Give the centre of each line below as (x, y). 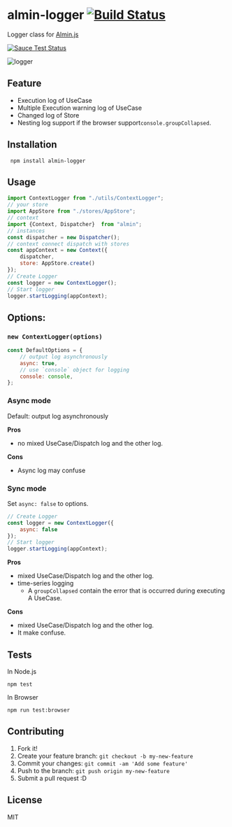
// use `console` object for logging (75, 370)
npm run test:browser (39, 710)
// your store (28, 205)
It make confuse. (42, 632)
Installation (32, 144)
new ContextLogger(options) (55, 337)
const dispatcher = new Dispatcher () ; (64, 237)
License (25, 800)
